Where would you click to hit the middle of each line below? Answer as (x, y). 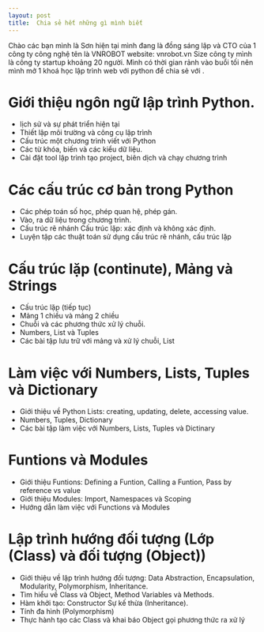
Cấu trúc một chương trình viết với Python (88, 141)
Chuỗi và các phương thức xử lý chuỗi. (83, 324)
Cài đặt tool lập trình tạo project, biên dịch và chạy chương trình (123, 158)
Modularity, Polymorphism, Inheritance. (84, 586)
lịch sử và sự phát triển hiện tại (70, 124)
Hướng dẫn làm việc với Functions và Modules (95, 507)
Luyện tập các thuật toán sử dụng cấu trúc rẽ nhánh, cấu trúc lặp (125, 237)
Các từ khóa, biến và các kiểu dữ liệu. (81, 149)
